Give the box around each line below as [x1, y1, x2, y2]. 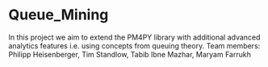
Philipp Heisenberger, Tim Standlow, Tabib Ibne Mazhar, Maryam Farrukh [8, 49, 252, 59]
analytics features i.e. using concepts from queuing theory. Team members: [8, 40, 261, 50]
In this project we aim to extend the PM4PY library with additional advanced [8, 32, 261, 42]
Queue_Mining [8, 6, 109, 24]
